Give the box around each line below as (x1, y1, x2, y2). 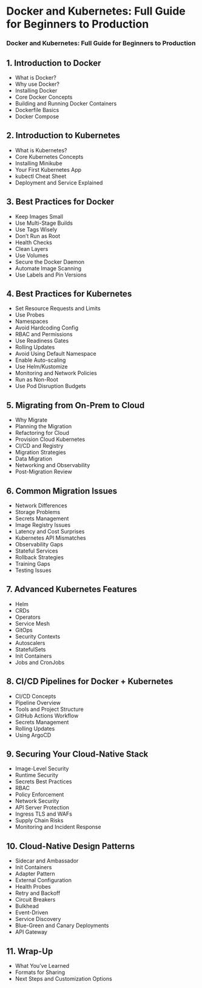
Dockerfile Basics (15, 106, 59, 113)
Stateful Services (15, 547, 59, 554)
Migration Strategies (15, 449, 66, 456)
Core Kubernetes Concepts (15, 153, 84, 160)
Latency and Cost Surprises (15, 528, 85, 535)
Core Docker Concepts (15, 93, 73, 101)
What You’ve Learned (15, 962, 70, 970)
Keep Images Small (15, 213, 64, 220)
